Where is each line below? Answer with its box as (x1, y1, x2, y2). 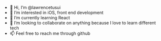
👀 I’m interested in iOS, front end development (9, 10, 104, 15)
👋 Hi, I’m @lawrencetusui (9, 5, 61, 10)
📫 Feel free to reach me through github (9, 30, 91, 36)
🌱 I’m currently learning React (9, 15, 70, 20)
